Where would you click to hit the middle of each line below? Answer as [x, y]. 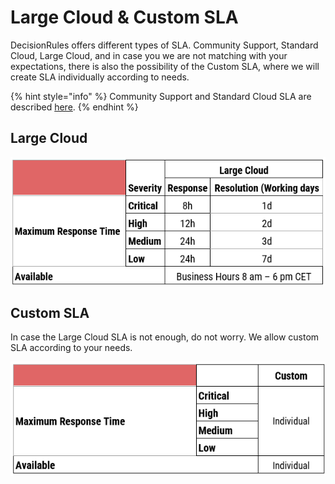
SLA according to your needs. [71, 348]
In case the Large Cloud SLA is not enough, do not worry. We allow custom [165, 337]
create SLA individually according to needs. [100, 77]
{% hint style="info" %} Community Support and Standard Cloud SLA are [161, 96]
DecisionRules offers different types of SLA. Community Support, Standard [164, 45]
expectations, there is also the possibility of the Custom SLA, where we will [165, 66]
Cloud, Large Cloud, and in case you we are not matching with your [149, 55]
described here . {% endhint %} [74, 107]
